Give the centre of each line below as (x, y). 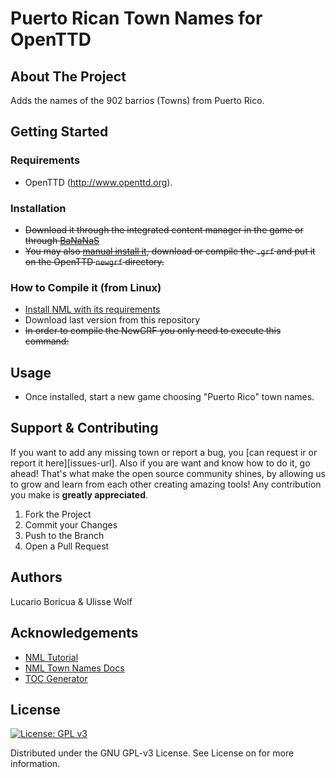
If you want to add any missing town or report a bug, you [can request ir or (164, 452)
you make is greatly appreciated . (79, 494)
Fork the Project (58, 514)
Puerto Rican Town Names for (136, 18)
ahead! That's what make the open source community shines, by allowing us (168, 473)
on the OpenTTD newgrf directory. (94, 261)
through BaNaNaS (62, 240)
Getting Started (59, 132)
